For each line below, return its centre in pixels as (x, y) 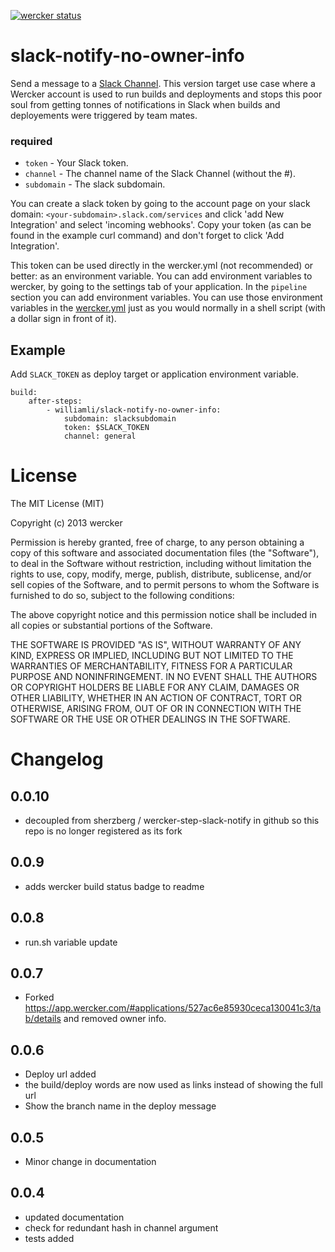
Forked (39, 997)
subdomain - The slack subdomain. (95, 184)
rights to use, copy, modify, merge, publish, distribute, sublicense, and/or (161, 574)
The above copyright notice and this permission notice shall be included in (163, 614)
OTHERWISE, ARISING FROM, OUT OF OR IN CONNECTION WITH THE (156, 708)
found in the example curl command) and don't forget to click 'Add (147, 236)
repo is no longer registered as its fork (103, 831)
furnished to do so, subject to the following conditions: (122, 595)
